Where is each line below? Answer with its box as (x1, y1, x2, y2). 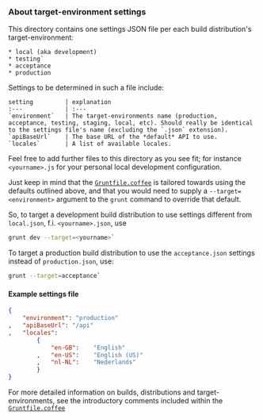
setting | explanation (8, 98, 112, 106)
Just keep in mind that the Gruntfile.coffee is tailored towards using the (8, 178, 246, 187)
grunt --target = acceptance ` (8, 272, 101, 280)
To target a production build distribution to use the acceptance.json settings (8, 249, 255, 258)
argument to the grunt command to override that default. (56, 195, 242, 204)
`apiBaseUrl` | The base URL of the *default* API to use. (8, 133, 218, 141)
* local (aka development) (8, 48, 97, 56)
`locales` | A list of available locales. (8, 140, 172, 148)
